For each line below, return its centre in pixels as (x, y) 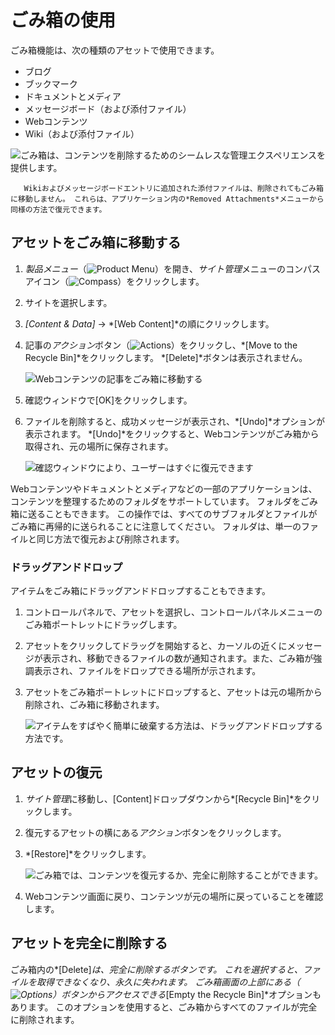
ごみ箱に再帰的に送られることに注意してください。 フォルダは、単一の (156, 526)
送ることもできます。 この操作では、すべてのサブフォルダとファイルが (172, 513)
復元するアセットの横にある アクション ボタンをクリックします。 (155, 832)
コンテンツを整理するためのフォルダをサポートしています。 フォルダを (156, 501)
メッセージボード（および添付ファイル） (108, 108)
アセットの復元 (56, 772)
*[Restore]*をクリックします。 (88, 853)
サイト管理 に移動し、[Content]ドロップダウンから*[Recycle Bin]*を (163, 798)
